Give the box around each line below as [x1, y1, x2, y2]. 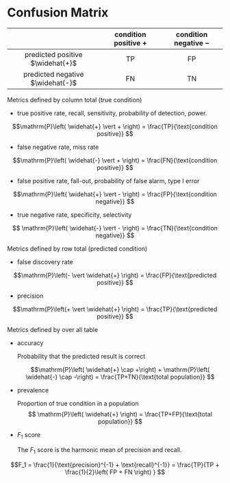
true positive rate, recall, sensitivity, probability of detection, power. [16, 108, 207, 117]
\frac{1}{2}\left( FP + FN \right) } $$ [64, 468, 166, 476]
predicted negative [23, 69, 84, 79]
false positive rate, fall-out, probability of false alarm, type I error [16, 176, 200, 185]
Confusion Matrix [7, 5, 109, 21]
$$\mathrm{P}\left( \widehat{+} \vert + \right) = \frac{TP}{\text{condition [12, 122, 218, 130]
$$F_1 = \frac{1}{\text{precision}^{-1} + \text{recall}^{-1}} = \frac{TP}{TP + [10, 460, 220, 469]
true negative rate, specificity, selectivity [16, 211, 132, 219]
